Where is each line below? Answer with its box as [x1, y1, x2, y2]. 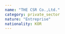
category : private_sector [5, 12, 60, 17]
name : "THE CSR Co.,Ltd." [5, 7, 60, 12]
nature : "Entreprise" [5, 16, 51, 21]
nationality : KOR [5, 21, 42, 26]
